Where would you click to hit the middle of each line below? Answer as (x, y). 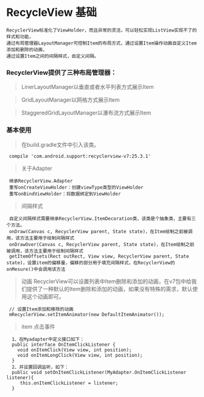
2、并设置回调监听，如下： (40, 367)
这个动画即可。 (45, 297)
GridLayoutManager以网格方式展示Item (70, 100)
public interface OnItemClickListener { (64, 345)
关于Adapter (37, 168)
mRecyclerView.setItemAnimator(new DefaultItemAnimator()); (87, 314)
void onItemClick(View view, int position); (75, 350)
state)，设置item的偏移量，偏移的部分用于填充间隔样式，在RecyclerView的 (91, 262)
